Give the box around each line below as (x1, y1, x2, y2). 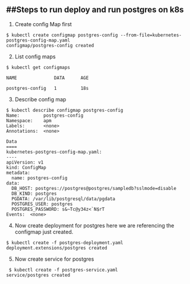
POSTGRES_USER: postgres (11, 201, 73, 207)
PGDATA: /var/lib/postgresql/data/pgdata (11, 196, 116, 202)
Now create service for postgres (14, 255, 94, 263)
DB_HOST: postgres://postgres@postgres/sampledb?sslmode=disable (11, 185, 177, 191)
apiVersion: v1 (6, 159, 44, 166)
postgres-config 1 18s (6, 85, 89, 91)
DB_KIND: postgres (11, 191, 58, 196)
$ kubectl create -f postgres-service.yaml (8, 267, 118, 273)
